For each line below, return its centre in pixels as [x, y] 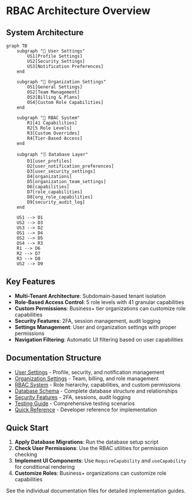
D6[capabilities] [48, 187]
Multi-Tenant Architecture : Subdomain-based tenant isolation [90, 296]
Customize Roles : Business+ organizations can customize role [90, 473]
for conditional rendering [45, 467]
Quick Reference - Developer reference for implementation [86, 410]
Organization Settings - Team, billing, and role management [87, 378]
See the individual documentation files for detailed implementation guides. [96, 491]
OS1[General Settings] [55, 87]
